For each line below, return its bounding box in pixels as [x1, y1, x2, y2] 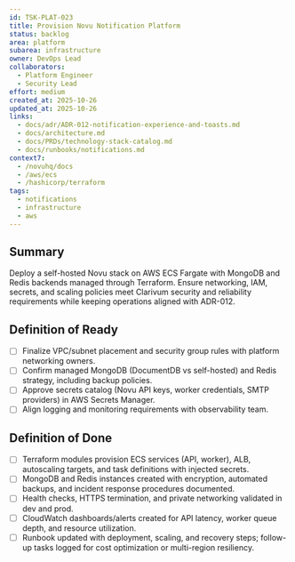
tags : [9, 187, 29, 196]
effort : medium [9, 87, 66, 96]
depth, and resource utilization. [21, 522, 137, 534]
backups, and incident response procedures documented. [21, 484, 235, 494]
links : [9, 112, 34, 121]
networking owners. [21, 356, 96, 366]
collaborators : [9, 63, 66, 72]
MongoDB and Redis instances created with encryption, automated [21, 473, 268, 485]
